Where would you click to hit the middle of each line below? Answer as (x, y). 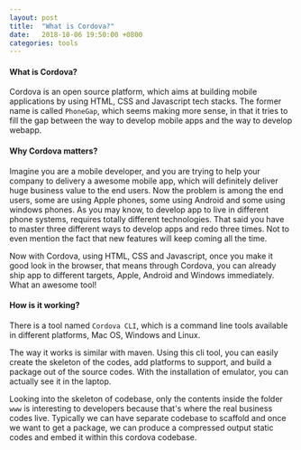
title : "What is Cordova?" (62, 26)
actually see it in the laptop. (60, 381)
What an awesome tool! (53, 285)
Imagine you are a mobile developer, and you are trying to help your (135, 171)
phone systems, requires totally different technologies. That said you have (147, 219)
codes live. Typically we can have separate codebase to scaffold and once (148, 417)
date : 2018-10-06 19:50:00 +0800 (76, 34)
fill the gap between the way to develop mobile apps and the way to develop (151, 121)
